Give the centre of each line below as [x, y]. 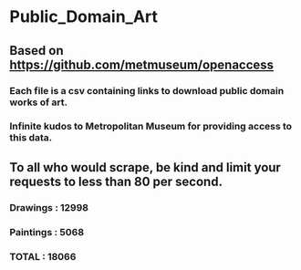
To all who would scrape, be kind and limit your [145, 167]
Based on [36, 51]
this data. [31, 138]
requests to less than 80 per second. [116, 181]
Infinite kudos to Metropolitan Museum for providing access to [151, 127]
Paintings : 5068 [47, 232]
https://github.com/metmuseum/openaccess [142, 64]
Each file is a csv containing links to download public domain [147, 90]
